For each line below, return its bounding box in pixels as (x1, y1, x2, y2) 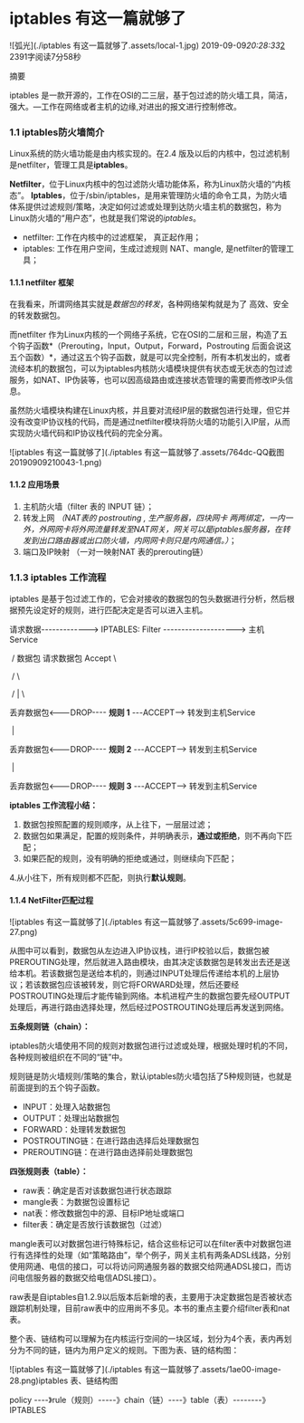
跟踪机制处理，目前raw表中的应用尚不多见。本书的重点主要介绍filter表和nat (9, 1303, 290, 1313)
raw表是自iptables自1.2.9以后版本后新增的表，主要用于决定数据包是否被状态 (9, 1292, 292, 1303)
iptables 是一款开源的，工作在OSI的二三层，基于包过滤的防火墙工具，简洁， (9, 90, 292, 100)
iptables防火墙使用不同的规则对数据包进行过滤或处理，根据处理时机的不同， (9, 1040, 292, 1051)
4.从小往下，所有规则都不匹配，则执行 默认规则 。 (9, 872, 192, 883)
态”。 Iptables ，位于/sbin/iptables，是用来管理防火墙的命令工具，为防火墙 (9, 190, 288, 201)
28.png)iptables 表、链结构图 (9, 1375, 119, 1386)
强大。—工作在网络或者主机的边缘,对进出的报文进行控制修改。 (9, 100, 242, 111)
